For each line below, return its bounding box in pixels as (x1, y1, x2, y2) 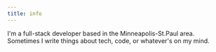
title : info (7, 10, 42, 17)
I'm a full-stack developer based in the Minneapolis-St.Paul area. (7, 29, 195, 37)
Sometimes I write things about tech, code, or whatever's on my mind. (7, 36, 210, 45)
